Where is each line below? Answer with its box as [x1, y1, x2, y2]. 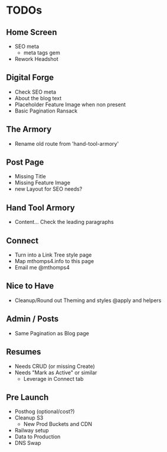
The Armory [6, 124, 52, 134]
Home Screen [6, 27, 57, 37]
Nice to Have [6, 281, 54, 291]
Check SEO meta [14, 88, 57, 95]
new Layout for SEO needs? [14, 185, 83, 193]
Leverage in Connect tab [23, 375, 84, 382]
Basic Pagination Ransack [14, 107, 78, 114]
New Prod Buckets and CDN [23, 421, 93, 428]
